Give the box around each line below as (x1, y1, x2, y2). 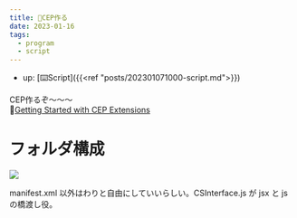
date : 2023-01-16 (9, 22, 75, 31)
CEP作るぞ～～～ (9, 94, 73, 105)
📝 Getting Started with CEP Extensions (9, 105, 151, 116)
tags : (9, 30, 30, 39)
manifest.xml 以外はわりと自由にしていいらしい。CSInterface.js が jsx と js (9, 187, 288, 199)
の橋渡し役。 (9, 199, 57, 210)
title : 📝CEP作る (9, 13, 68, 23)
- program (17, 38, 54, 48)
